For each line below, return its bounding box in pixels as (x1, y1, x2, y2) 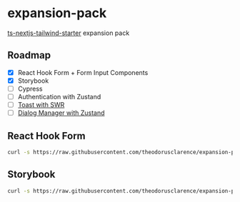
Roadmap (7, 49, 51, 61)
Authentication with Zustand (17, 92, 101, 101)
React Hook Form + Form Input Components (17, 68, 149, 76)
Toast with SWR (17, 101, 65, 108)
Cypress (17, 84, 43, 93)
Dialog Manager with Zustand (17, 108, 105, 117)
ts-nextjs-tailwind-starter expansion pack (7, 29, 130, 37)
